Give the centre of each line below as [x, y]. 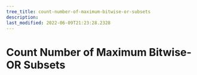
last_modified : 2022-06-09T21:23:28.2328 [59, 23]
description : [22, 17]
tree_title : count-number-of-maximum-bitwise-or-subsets [79, 12]
